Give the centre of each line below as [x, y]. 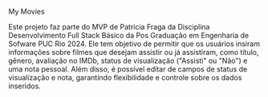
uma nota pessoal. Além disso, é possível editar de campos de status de [128, 69]
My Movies [27, 12]
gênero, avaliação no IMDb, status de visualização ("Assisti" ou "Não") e [128, 60]
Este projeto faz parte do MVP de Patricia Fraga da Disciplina [109, 27]
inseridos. [25, 86]
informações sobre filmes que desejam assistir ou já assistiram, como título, [134, 52]
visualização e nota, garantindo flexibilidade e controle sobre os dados [125, 78]
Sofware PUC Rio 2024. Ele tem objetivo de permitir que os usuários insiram [134, 44]
